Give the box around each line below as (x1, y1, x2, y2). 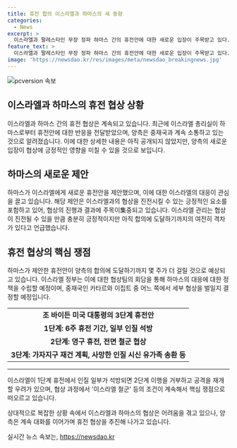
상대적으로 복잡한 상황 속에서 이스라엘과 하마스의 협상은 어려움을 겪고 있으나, (7, 408, 219, 417)
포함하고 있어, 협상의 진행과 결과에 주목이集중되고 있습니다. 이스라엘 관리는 (7, 206, 213, 214)
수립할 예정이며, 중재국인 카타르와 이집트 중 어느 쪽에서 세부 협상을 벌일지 (20, 284, 222, 293)
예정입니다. (20, 293, 51, 301)
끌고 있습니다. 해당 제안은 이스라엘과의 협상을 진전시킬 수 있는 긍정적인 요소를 (14, 197, 228, 205)
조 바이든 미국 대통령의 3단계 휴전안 (42, 310, 154, 320)
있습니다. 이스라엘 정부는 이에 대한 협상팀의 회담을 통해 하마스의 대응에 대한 (14, 275, 222, 284)
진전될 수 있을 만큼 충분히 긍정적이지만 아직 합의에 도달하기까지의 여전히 (14, 214, 213, 223)
